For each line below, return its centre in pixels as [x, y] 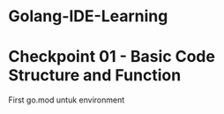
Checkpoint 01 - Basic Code [112, 57]
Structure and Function [95, 76]
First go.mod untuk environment [67, 100]
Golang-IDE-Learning [88, 16]
